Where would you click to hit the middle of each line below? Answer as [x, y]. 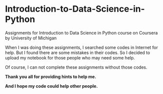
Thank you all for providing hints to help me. [51, 76]
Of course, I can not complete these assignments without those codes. [76, 67]
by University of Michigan [31, 38]
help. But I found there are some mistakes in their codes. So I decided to [78, 53]
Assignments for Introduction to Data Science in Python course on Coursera [81, 33]
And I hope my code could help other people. [51, 86]
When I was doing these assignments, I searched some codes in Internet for [81, 47]
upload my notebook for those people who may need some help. [70, 57]
